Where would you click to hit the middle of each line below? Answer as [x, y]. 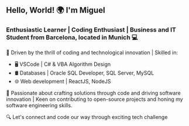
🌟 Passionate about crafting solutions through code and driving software [94, 93]
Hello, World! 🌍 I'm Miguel [56, 10]
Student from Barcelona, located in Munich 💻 [72, 37]
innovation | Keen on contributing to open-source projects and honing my [94, 99]
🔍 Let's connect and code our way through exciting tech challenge [87, 117]
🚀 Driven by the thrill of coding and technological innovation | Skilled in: [92, 52]
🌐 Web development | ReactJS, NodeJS [63, 81]
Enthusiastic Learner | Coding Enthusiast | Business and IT [91, 30]
